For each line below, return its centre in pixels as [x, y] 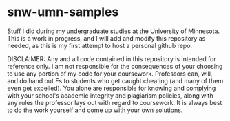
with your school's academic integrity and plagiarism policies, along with [110, 95]
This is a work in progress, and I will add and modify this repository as [106, 38]
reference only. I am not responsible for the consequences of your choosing [115, 66]
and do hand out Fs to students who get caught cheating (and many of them [115, 80]
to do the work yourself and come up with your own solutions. [95, 110]
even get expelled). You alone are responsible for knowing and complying [112, 88]
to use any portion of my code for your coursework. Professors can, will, [110, 74]
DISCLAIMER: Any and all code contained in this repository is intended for [112, 58]
